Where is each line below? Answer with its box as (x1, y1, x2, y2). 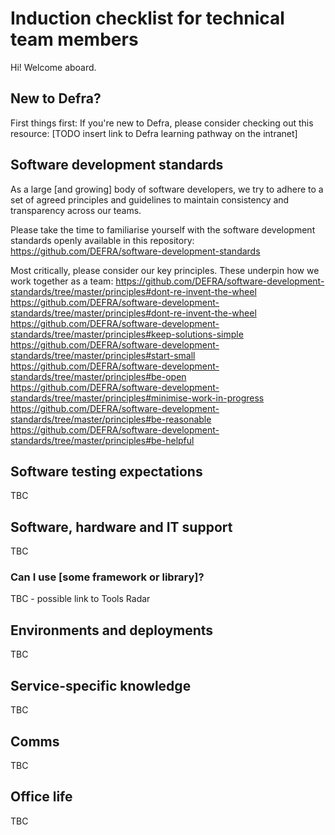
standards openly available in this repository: (10, 234, 195, 246)
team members (10, 28, 139, 51)
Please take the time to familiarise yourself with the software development (10, 223, 316, 236)
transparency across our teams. (10, 204, 142, 216)
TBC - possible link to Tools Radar (10, 593, 151, 605)
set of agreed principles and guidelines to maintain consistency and (10, 193, 290, 206)
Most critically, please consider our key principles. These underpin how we (10, 264, 320, 276)
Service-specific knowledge (10, 677, 192, 694)
